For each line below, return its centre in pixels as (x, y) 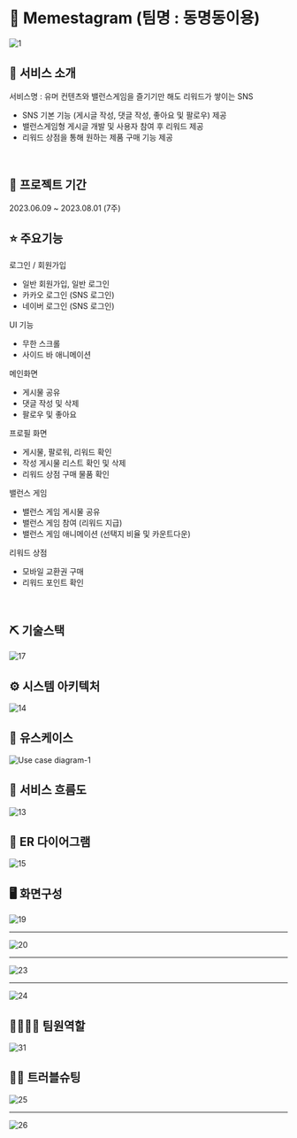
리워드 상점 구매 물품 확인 (66, 474)
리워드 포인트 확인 (53, 583)
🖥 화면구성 (36, 893)
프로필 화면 (28, 434)
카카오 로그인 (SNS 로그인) (68, 295)
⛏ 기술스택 (37, 631)
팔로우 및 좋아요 (49, 415)
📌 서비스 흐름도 (48, 790)
